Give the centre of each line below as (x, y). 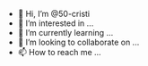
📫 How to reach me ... (59, 52)
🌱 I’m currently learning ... (65, 33)
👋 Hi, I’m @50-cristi (54, 14)
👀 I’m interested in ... (56, 23)
